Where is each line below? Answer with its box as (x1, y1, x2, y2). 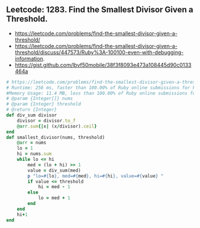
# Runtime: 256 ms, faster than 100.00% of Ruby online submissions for (6, 84, 190, 91)
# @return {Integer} (6, 107, 58, 113)
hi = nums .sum (17, 151, 52, 157)
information (14, 55, 43, 62)
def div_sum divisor (6, 112, 58, 118)
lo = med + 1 (37, 195, 70, 201)
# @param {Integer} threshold (6, 101, 82, 107)
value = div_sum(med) (27, 167, 82, 173)
